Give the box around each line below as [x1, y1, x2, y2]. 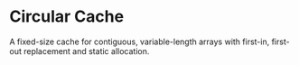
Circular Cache [9, 6, 125, 27]
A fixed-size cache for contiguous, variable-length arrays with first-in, [9, 36, 270, 47]
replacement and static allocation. [23, 45, 150, 56]
